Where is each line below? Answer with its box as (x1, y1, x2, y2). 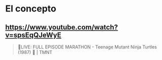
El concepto (5, 3, 57, 14)
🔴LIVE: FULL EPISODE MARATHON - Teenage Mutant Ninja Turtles (17, 44, 157, 50)
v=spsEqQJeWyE (5, 30, 62, 39)
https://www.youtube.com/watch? (5, 23, 118, 31)
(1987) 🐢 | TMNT (17, 49, 52, 55)
